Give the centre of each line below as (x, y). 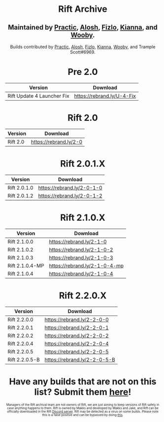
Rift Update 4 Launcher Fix (39, 96)
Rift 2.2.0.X (83, 296)
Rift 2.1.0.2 (20, 249)
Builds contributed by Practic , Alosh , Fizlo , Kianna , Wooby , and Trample (83, 47)
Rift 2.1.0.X (83, 217)
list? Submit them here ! (83, 392)
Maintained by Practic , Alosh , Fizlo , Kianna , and (83, 27)
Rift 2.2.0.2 (20, 335)
